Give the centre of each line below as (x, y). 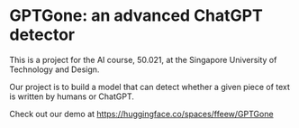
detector (42, 35)
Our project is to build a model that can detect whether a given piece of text (150, 87)
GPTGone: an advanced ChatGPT (136, 16)
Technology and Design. (54, 69)
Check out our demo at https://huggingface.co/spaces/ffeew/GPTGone (141, 114)
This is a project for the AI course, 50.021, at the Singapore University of (143, 59)
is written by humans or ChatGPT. (72, 96)
